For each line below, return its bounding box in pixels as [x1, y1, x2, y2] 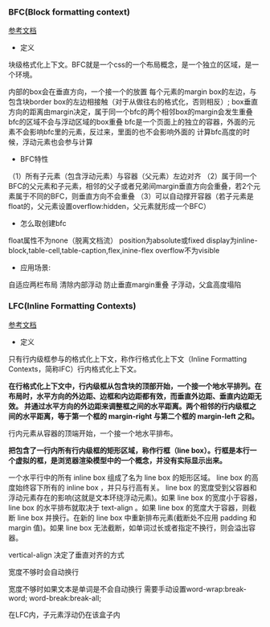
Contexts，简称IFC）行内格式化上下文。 [8, 364, 141, 374]
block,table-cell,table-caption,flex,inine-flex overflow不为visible [8, 246, 220, 256]
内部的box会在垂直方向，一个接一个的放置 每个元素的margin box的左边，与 [8, 87, 257, 96]
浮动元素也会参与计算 [22, 137, 93, 147]
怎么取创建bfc [19, 219, 67, 228]
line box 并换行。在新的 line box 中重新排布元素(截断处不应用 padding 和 [17, 513, 257, 522]
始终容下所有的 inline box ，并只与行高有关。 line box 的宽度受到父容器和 [14, 482, 257, 492]
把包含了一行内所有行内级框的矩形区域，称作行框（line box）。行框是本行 [8, 445, 251, 455]
